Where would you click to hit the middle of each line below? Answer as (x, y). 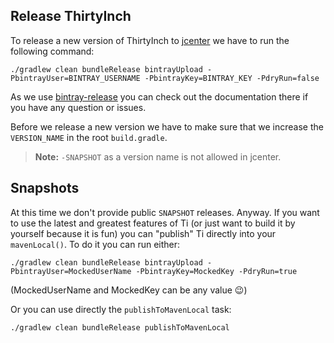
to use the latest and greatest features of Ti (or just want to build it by (153, 223)
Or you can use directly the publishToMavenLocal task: (121, 309)
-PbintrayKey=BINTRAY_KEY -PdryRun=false (232, 78)
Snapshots (45, 188)
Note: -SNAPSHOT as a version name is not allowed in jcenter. (158, 156)
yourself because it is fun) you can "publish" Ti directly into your (143, 233)
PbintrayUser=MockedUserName (71, 271)
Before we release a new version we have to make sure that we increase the (167, 126)
